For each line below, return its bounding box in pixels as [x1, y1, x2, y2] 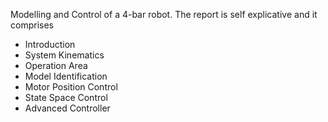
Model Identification [24, 70, 108, 82]
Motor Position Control [24, 81, 118, 93]
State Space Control [24, 92, 108, 103]
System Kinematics [24, 49, 105, 61]
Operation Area [24, 60, 88, 71]
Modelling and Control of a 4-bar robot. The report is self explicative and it [10, 9, 318, 20]
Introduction [24, 39, 76, 50]
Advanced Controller [24, 102, 111, 114]
